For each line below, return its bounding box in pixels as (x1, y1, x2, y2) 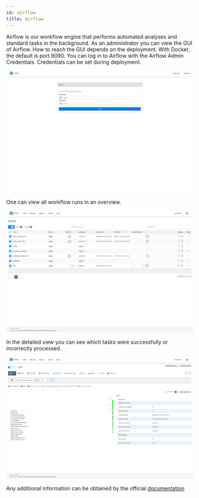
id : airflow (6, 10, 36, 15)
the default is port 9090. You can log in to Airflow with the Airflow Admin (6, 52, 184, 59)
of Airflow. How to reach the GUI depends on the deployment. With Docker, (6, 45, 190, 53)
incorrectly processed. (6, 345, 62, 352)
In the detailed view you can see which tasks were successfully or (6, 338, 168, 346)
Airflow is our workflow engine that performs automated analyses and (6, 33, 177, 40)
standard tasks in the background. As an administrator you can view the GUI (6, 39, 193, 46)
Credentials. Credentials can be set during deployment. (6, 58, 141, 66)
